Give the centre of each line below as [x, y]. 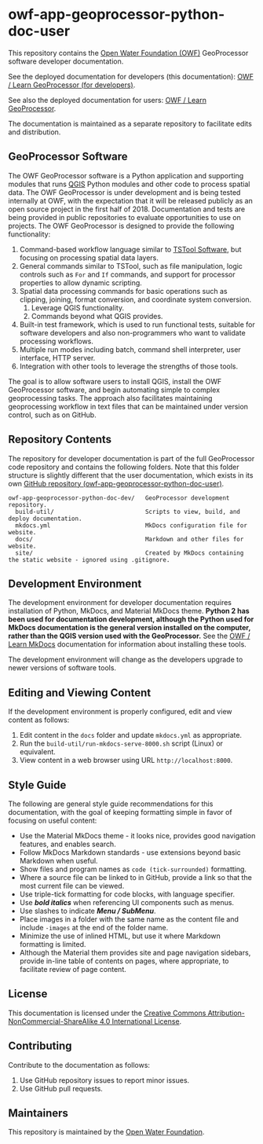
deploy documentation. [45, 519]
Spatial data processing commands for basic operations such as [123, 291]
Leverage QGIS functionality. [77, 307]
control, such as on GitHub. [52, 415]
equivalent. [38, 752]
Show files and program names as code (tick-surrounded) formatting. [133, 869]
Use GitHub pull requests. [61, 1088]
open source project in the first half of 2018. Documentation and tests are [127, 209]
